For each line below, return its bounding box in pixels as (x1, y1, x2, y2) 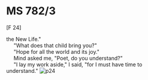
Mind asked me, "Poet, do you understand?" (13, 54, 123, 61)
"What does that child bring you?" (13, 42, 98, 49)
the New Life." (6, 35, 41, 42)
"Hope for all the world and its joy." (13, 48, 100, 55)
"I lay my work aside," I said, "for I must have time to (13, 61, 143, 68)
